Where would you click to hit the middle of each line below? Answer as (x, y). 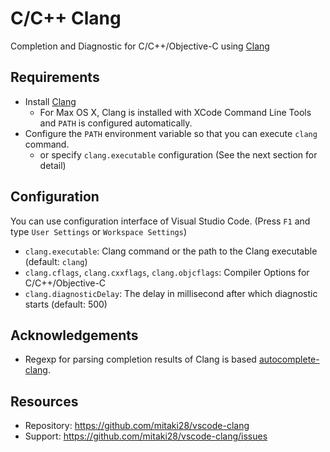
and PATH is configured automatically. (116, 123)
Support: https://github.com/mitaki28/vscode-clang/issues (146, 436)
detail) (53, 165)
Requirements (55, 77)
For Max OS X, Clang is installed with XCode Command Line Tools (175, 112)
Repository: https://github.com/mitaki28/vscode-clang (137, 426)
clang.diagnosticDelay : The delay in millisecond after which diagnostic (171, 293)
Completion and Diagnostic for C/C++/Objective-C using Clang (140, 46)
